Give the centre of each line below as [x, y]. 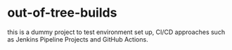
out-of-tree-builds [62, 13]
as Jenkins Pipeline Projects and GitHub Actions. [78, 39]
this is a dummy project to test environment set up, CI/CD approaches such [116, 32]
